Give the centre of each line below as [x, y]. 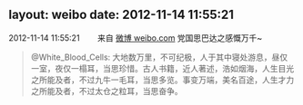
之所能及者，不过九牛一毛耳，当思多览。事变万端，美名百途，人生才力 [162, 80]
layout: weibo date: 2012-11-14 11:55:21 [121, 15]
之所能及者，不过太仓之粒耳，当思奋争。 [106, 91]
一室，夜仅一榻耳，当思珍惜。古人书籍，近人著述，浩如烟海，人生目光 [162, 68]
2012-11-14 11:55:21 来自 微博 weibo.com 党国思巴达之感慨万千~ [136, 38]
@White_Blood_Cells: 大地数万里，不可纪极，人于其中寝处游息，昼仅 [159, 57]
